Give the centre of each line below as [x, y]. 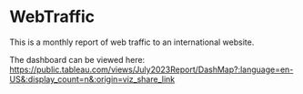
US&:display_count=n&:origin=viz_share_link [92, 78]
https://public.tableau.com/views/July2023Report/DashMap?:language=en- [151, 69]
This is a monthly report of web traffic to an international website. [132, 42]
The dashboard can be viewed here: [77, 59]
